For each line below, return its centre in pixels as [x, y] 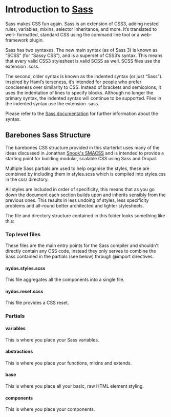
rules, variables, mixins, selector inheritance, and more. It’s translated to [81, 29]
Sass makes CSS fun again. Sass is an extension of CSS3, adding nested [82, 24]
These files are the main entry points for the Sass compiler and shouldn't [82, 245]
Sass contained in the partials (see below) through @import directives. [80, 257]
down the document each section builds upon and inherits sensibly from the [85, 195]
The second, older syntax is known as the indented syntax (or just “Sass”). [84, 76]
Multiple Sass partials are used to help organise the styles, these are [77, 168]
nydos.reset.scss [24, 291]
